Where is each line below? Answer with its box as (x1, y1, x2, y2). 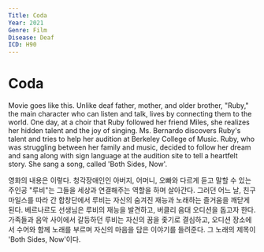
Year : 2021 (8, 19, 44, 27)
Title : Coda (8, 11, 47, 20)
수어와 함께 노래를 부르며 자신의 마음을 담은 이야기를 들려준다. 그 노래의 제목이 (16, 225, 256, 235)
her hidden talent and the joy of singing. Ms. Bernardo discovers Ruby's (8, 126, 241, 135)
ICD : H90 (8, 41, 37, 49)
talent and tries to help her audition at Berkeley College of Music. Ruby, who (8, 135, 255, 144)
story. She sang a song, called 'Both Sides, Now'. (8, 159, 168, 169)
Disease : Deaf (8, 33, 55, 42)
